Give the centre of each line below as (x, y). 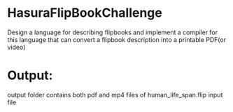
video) (16, 47)
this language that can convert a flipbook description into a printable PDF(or (116, 39)
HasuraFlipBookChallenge (85, 13)
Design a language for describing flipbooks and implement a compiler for (113, 32)
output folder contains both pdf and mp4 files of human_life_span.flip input (115, 94)
